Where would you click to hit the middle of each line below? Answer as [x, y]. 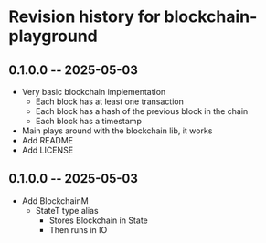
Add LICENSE [48, 150]
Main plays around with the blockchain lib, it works [117, 131]
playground [53, 36]
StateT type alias [67, 210]
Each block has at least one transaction [109, 101]
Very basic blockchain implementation [94, 92]
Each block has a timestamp [89, 121]
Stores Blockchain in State [98, 220]
